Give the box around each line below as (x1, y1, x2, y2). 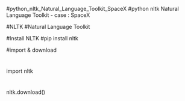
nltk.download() (6, 88, 46, 96)
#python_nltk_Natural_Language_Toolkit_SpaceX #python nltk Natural (6, 5, 179, 12)
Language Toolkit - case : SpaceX (6, 11, 90, 19)
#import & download (6, 46, 57, 54)
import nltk (6, 67, 33, 75)
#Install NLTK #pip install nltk (6, 35, 78, 41)
